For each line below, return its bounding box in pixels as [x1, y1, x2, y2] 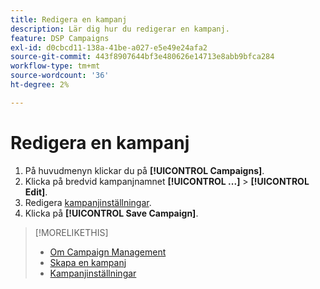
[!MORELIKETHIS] [34, 226, 109, 238]
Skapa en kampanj [49, 256, 127, 268]
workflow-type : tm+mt [10, 61, 101, 71]
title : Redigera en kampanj [10, 14, 128, 25]
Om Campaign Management [49, 246, 167, 258]
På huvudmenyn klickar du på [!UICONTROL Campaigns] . [24, 164, 265, 176]
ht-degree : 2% [10, 80, 70, 90]
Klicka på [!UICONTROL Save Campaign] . [24, 207, 199, 219]
